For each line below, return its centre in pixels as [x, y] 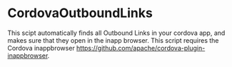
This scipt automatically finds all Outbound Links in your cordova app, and [116, 33]
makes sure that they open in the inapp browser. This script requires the [113, 40]
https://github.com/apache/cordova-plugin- [141, 48]
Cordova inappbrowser [41, 48]
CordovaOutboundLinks [80, 13]
